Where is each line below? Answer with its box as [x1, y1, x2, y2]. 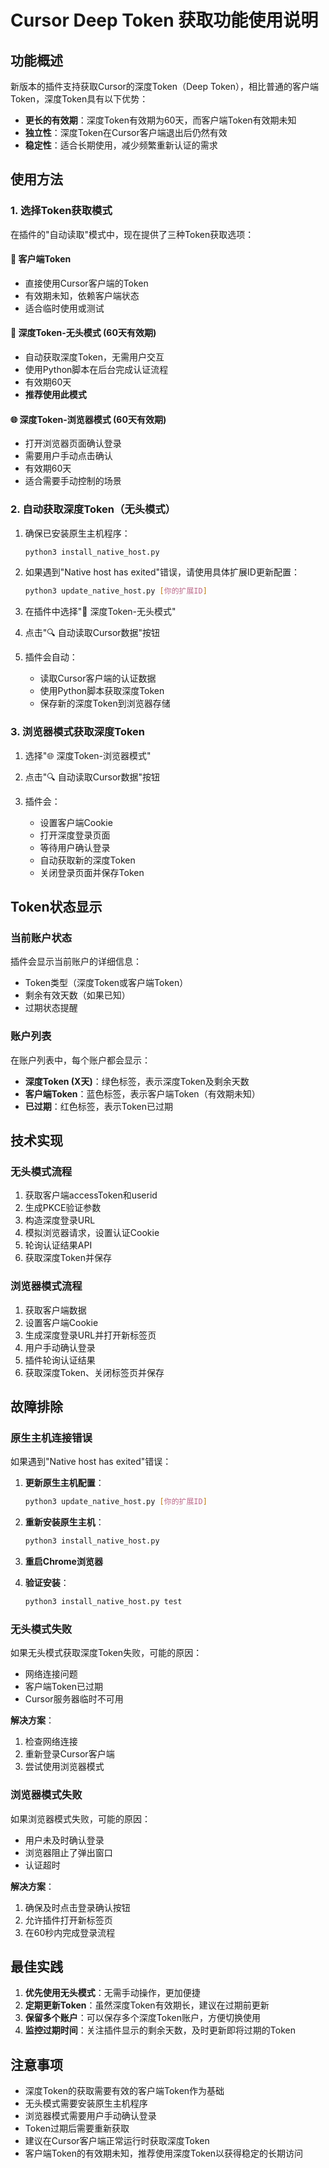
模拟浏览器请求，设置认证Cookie [24, 1227, 160, 1239]
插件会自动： [24, 651, 78, 663]
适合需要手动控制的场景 [24, 475, 122, 487]
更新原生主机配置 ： [24, 1477, 105, 1489]
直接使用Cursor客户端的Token [24, 277, 149, 289]
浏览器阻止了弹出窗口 [24, 1846, 113, 1858]
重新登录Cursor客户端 [24, 1748, 115, 1760]
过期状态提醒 [24, 1002, 78, 1014]
